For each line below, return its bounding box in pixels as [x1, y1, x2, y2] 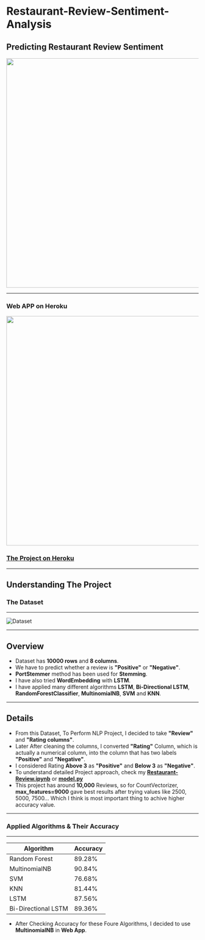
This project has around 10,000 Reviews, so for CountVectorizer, [15, 781, 179, 789]
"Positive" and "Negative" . [15, 755, 85, 763]
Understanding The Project [6, 580, 112, 590]
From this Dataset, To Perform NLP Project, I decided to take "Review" [15, 729, 193, 737]
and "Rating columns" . [15, 736, 74, 743]
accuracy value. [15, 800, 56, 808]
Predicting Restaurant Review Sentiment [6, 42, 164, 52]
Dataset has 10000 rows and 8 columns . [15, 657, 119, 665]
